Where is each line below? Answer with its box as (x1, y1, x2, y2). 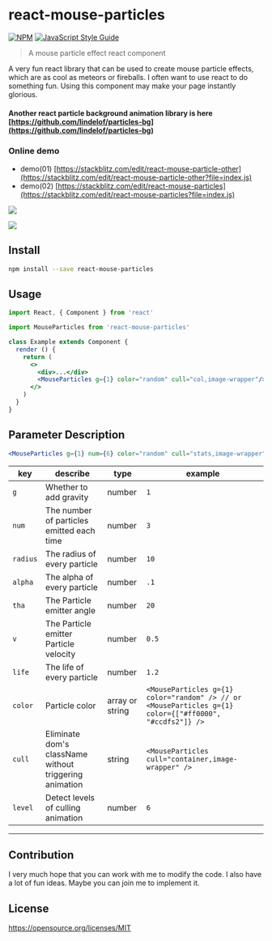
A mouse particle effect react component (28, 48, 166, 57)
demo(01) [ (19, 163, 57, 173)
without (45, 758, 74, 769)
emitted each (45, 524, 96, 536)
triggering (45, 769, 83, 780)
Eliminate (45, 728, 81, 740)
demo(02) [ (19, 180, 58, 191)
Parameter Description (8, 428, 125, 442)
